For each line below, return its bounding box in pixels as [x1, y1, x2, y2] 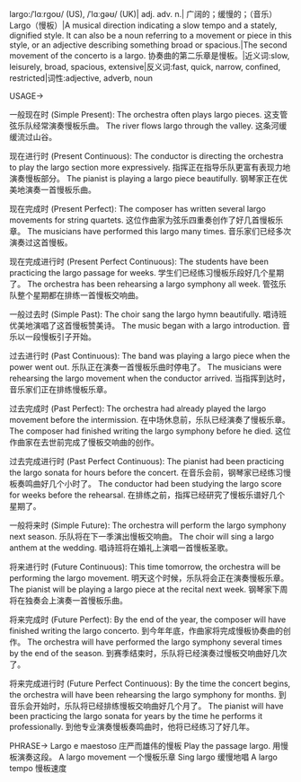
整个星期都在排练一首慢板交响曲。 [16, 290, 144, 300]
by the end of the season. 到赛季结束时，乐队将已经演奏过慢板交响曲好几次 [9, 648, 288, 658]
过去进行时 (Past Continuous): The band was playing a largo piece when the [9, 350, 290, 361]
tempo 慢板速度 [9, 763, 67, 773]
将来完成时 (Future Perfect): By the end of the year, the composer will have [9, 614, 287, 625]
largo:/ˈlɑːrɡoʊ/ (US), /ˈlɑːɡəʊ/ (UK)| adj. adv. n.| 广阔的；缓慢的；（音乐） [9, 9, 278, 19]
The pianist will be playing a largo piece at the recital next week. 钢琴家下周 [9, 584, 288, 594]
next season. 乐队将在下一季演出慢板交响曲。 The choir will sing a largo [9, 532, 274, 541]
